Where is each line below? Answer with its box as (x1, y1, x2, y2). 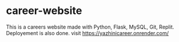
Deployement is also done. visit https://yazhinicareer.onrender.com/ (6, 29, 169, 36)
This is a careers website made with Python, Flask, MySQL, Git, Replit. (6, 23, 174, 30)
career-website (6, 4, 83, 17)
